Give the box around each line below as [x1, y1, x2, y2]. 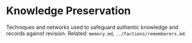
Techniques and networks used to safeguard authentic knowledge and [6, 24, 179, 31]
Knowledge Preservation [6, 4, 132, 18]
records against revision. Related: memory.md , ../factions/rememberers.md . [6, 29, 187, 37]
